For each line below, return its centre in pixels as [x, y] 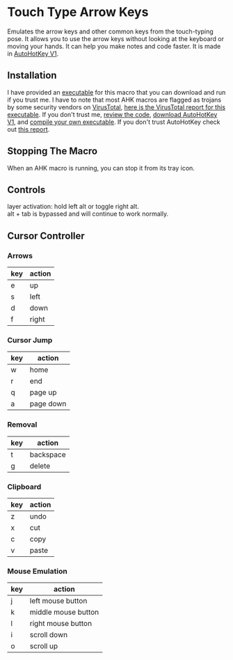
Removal [22, 425]
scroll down [49, 635]
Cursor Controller [46, 236]
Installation [32, 76]
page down [48, 404]
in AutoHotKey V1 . [33, 54]
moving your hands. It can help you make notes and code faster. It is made [114, 46]
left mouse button [58, 601]
